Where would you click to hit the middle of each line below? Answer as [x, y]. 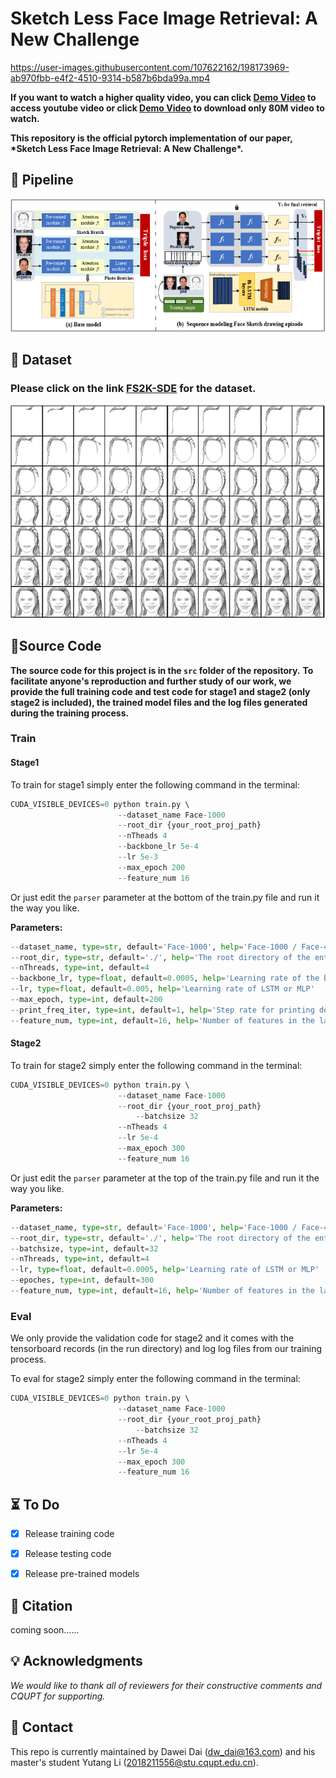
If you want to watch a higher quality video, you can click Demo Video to [163, 97]
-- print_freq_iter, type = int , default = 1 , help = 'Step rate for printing [162, 1010]
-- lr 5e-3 [138, 857]
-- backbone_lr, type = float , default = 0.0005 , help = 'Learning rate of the [165, 978]
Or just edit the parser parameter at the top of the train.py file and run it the [165, 1178]
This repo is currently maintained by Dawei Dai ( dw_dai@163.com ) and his [163, 1751]
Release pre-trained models [82, 1574]
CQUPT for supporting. [58, 1696]
